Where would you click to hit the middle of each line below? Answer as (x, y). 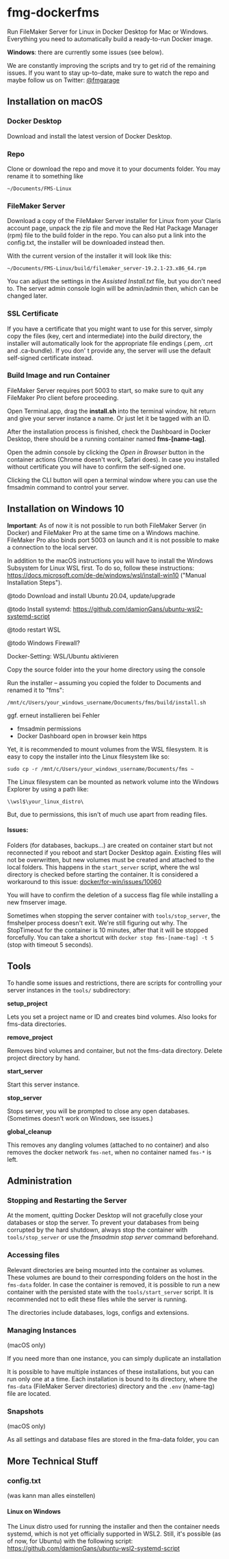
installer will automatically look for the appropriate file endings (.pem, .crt (110, 343)
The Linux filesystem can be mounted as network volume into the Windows (113, 782)
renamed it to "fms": (36, 690)
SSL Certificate (33, 313)
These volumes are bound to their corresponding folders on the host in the (112, 1277)
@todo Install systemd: (39, 609)
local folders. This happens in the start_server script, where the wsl (104, 867)
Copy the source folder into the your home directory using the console (106, 669)
